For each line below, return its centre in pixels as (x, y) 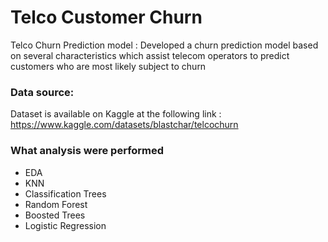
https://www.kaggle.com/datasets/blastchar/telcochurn (124, 125)
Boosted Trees (55, 215)
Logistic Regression (65, 225)
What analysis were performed (87, 151)
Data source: (42, 92)
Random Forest (56, 204)
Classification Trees (65, 193)
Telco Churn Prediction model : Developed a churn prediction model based (164, 45)
